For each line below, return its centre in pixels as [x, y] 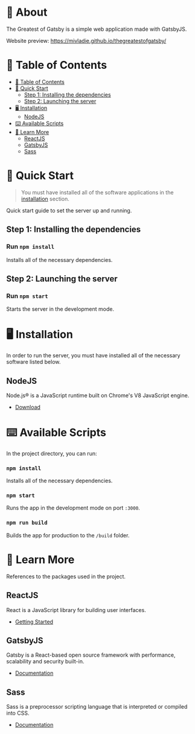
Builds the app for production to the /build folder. [68, 535]
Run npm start [27, 296]
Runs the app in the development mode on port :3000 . [73, 508]
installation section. [45, 199]
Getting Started [34, 622]
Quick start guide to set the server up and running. [69, 210]
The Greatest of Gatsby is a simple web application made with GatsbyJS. [97, 29]
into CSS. [18, 713]
